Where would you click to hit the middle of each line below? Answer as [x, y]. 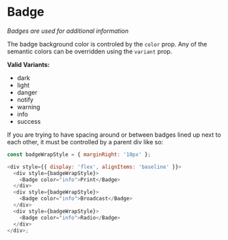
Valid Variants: [28, 64]
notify [25, 99]
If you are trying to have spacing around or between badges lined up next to [114, 135]
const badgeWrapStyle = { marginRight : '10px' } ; [79, 155]
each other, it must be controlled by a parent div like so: [85, 142]
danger [27, 92]
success [29, 121]
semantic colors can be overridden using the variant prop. [90, 51]
